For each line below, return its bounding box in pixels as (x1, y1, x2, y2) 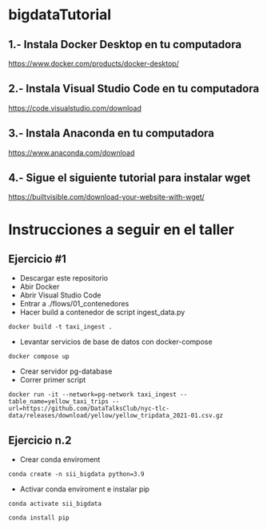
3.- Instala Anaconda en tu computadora (8, 127, 214, 140)
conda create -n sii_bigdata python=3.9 (8, 471, 145, 479)
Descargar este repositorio (19, 273, 109, 283)
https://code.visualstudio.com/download (8, 103, 141, 113)
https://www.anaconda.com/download (8, 148, 135, 157)
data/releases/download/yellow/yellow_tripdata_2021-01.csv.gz (8, 411, 224, 420)
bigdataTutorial (8, 6, 112, 24)
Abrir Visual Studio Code (19, 290, 102, 300)
